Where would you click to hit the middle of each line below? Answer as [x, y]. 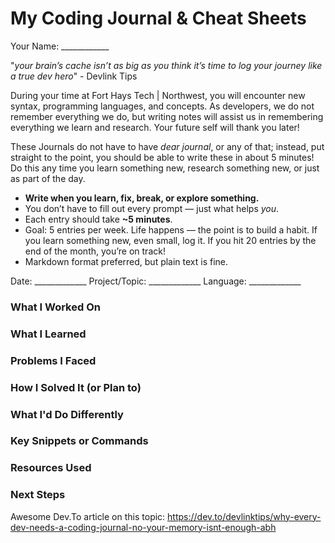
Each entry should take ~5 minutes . [98, 219]
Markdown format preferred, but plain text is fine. [126, 261]
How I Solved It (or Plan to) [76, 387]
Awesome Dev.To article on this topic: [88, 516]
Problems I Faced [53, 360]
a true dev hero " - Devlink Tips [74, 76]
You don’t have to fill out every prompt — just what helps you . [152, 208]
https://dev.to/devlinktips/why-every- [244, 516]
